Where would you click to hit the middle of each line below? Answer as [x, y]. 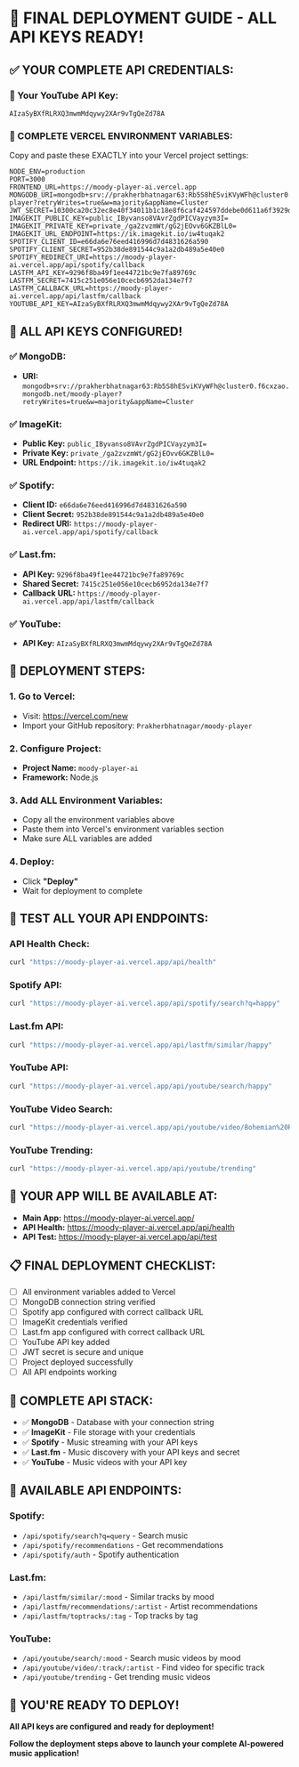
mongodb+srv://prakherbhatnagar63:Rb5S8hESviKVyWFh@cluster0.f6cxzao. [156, 386]
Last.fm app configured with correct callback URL [113, 1332]
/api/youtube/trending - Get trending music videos [116, 1677]
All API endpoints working [69, 1372]
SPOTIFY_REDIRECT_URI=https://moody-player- [93, 257]
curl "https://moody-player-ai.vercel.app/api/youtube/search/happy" [141, 1086]
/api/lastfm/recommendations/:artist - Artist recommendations [140, 1607]
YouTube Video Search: [61, 1109]
